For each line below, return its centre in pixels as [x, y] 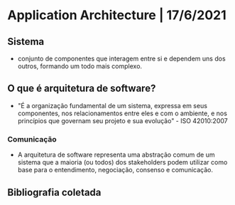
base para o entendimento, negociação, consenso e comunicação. [115, 170]
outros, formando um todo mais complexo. [80, 66]
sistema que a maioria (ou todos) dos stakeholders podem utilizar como [122, 162]
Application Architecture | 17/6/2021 [117, 15]
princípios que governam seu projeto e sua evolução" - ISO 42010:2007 [123, 120]
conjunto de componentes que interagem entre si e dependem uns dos [121, 58]
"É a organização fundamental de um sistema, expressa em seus [113, 105]
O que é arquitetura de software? [82, 89]
